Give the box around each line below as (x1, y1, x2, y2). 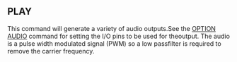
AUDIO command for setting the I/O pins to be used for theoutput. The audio (7, 32, 230, 40)
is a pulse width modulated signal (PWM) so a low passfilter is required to (7, 39, 221, 48)
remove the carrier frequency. (7, 46, 95, 55)
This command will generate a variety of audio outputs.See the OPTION (7, 24, 216, 32)
